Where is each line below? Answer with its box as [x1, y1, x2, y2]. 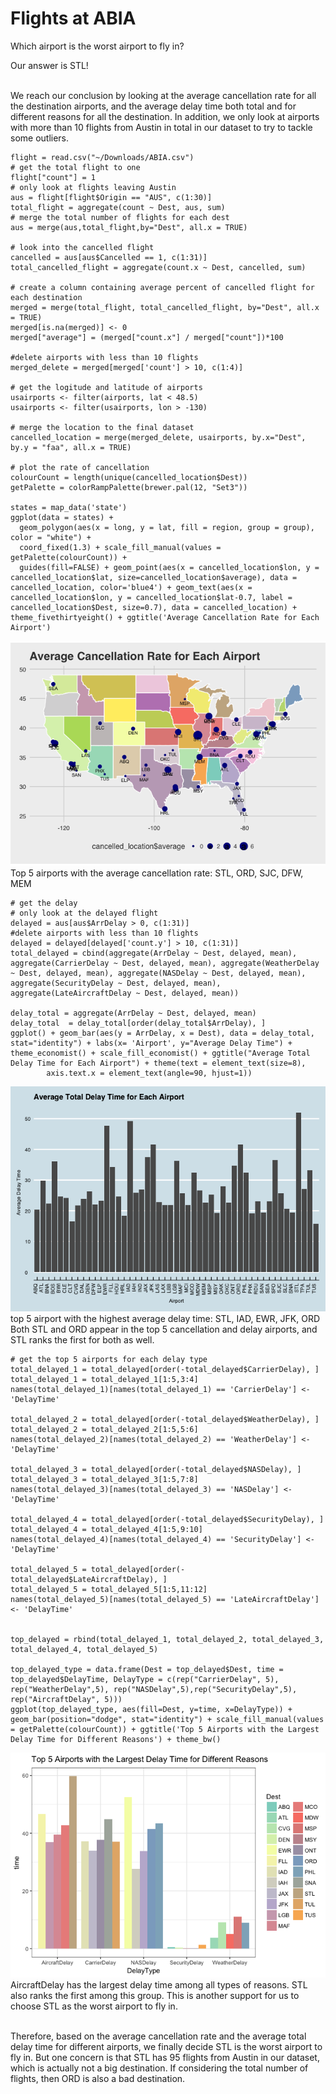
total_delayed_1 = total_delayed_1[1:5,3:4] [10, 1374, 199, 1384]
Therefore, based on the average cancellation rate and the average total [10, 2030, 307, 2042]
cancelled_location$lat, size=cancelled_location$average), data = [10, 572, 298, 582]
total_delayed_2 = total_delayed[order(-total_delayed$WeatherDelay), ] [10, 1414, 320, 1424]
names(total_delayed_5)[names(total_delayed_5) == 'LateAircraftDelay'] [10, 1594, 320, 1604]
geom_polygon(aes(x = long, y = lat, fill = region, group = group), [19, 522, 315, 532]
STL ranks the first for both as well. [10, 1333, 155, 1346]
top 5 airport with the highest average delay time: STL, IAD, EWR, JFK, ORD [10, 1312, 321, 1324]
